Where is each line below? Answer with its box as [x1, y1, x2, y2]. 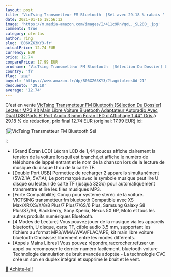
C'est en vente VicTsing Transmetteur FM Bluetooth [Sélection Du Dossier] [5, 102, 162, 108]
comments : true [5, 26, 38, 32]
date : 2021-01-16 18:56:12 [5, 17, 63, 22]
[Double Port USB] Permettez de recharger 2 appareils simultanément [12, 170, 159, 176]
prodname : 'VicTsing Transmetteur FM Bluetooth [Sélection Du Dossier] [5, 64, 163, 69]
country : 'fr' [5, 69, 36, 74]
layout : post [5, 7, 33, 13]
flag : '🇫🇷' [5, 74, 31, 79]
